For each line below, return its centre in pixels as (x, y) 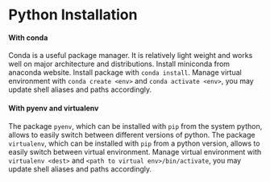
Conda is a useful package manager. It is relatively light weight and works (131, 56)
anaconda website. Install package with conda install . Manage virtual (125, 72)
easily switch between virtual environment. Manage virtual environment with (135, 151)
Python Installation (73, 15)
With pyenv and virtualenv (54, 108)
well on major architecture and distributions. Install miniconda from (119, 64)
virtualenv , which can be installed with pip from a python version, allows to (134, 143)
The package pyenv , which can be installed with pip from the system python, (135, 126)
